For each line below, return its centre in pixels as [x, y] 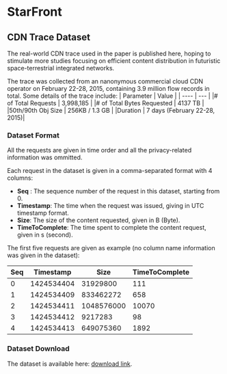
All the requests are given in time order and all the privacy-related [99, 150]
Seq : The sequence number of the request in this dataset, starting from [118, 191]
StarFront [35, 12]
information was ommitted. [45, 157]
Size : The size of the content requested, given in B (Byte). [98, 220]
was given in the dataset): [43, 255]
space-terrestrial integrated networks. [61, 68]
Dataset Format [34, 135]
